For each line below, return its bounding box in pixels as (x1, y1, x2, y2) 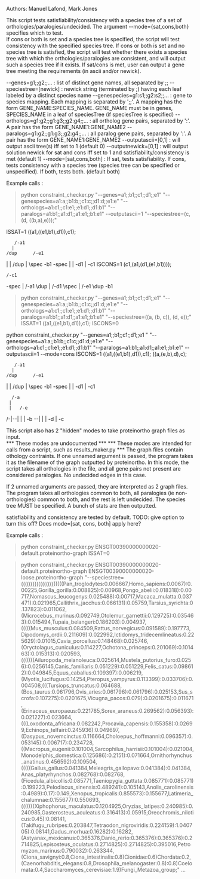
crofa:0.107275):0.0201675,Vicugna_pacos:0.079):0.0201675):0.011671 (20, 695, 194, 701)
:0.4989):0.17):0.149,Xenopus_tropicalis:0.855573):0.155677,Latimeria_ (20, 790, 193, 797)
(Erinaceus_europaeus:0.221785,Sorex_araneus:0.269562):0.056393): (20, 707, 194, 714)
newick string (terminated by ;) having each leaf (64, 86, 182, 92)
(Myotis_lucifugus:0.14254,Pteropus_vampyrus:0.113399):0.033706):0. (20, 676, 194, 682)
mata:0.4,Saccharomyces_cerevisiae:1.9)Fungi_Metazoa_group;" (20, 866, 180, 873)
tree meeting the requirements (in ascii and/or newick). (6, 68, 141, 74)
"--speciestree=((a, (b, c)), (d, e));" (105, 313, 192, 321)
